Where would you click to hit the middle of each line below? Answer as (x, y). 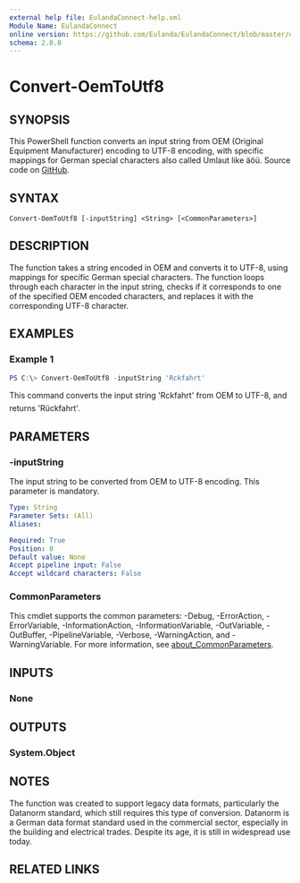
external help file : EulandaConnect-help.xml (95, 17)
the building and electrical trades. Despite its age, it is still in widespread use (150, 832)
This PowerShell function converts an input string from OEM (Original (136, 141)
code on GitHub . (39, 170)
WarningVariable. (41, 645)
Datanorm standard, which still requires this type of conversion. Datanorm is (150, 812)
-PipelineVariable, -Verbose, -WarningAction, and (139, 635)
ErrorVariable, (35, 626)
